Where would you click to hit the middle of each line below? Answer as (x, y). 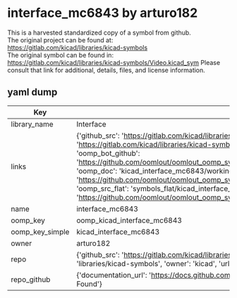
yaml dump (32, 92)
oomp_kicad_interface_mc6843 (129, 220)
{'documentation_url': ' (114, 275)
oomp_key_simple (40, 232)
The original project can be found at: (60, 40)
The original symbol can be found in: (61, 55)
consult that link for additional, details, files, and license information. (107, 70)
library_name (32, 124)
